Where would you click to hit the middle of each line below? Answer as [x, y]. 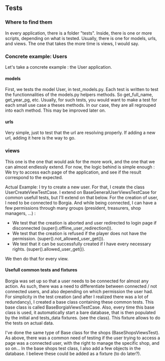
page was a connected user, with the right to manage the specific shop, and [82, 343]
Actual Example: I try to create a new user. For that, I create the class [75, 187]
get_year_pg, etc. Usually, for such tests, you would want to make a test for [81, 100]
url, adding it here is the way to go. [40, 138]
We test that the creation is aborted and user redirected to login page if [84, 223]
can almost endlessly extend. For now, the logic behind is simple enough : [80, 167]
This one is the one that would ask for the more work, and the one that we [80, 161]
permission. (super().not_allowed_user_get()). [58, 238]
